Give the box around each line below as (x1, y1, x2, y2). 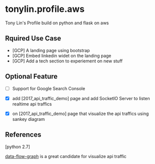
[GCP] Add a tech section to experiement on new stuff (12, 58, 123, 64)
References (5, 130, 41, 139)
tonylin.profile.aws (5, 3, 85, 15)
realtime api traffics (12, 101, 52, 107)
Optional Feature (5, 72, 58, 81)
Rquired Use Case (5, 34, 61, 43)
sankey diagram (12, 116, 45, 122)
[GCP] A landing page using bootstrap (12, 47, 90, 53)
